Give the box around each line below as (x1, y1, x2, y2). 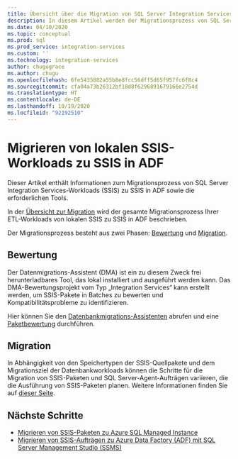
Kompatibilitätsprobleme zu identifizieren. (7, 298, 129, 306)
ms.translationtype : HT (7, 89, 78, 96)
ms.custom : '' (7, 50, 50, 57)
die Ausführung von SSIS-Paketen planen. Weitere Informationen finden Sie (7, 381, 228, 390)
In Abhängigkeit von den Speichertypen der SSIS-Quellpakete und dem (7, 359, 215, 367)
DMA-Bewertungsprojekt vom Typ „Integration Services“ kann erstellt (7, 283, 210, 292)
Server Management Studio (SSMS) (17, 443, 122, 452)
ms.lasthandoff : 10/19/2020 (7, 103, 91, 110)
